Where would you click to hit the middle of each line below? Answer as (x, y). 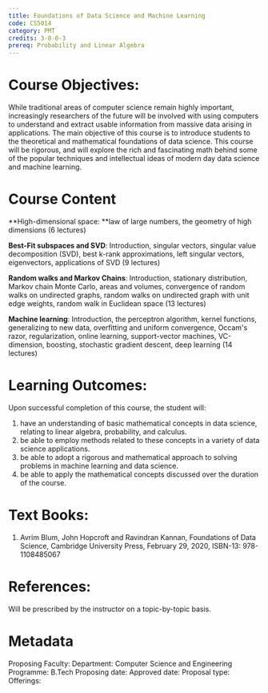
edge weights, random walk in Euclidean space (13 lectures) (107, 304)
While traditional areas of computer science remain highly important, (121, 107)
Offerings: (25, 680)
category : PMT (32, 30)
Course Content (62, 199)
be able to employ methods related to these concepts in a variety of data (140, 440)
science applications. (55, 449)
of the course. (43, 482)
